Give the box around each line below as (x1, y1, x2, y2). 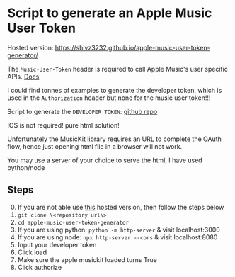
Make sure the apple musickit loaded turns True (17, 255, 157, 264)
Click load (17, 248, 47, 256)
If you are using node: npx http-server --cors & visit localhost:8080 (17, 232, 218, 242)
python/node (7, 163, 45, 171)
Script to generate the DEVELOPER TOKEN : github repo (7, 107, 158, 115)
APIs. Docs (7, 72, 40, 81)
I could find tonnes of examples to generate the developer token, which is (7, 86, 222, 94)
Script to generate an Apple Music (7, 5, 212, 21)
